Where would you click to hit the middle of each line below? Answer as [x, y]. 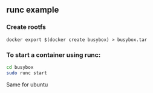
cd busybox [20, 67]
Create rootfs [26, 27]
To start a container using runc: [54, 55]
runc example [33, 10]
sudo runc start [27, 73]
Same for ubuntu [27, 85]
